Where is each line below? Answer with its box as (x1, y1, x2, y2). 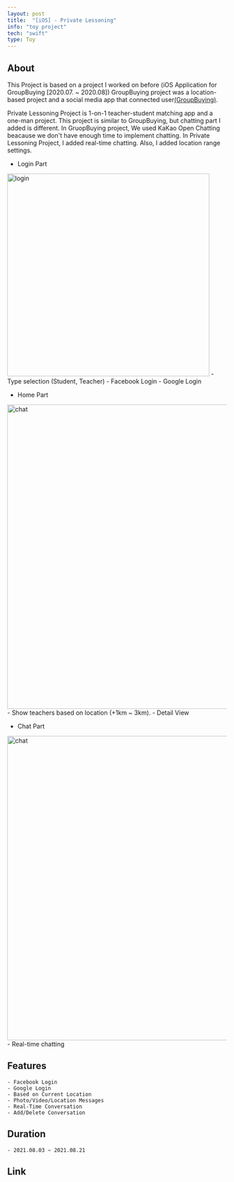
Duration (7, 1128, 47, 1140)
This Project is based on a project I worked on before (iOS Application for (7, 80, 217, 89)
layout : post (7, 10, 45, 17)
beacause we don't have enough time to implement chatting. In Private (7, 131, 210, 140)
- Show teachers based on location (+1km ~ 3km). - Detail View (7, 708, 189, 717)
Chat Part (17, 722, 45, 730)
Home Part (17, 391, 49, 399)
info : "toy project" (7, 23, 68, 30)
